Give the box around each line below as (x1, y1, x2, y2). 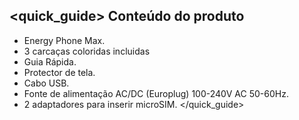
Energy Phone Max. (23, 34, 106, 46)
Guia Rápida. (23, 55, 77, 68)
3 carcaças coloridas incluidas (23, 45, 151, 57)
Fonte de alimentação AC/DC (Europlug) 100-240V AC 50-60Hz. (23, 87, 289, 99)
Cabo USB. (23, 77, 70, 89)
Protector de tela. (23, 66, 96, 78)
